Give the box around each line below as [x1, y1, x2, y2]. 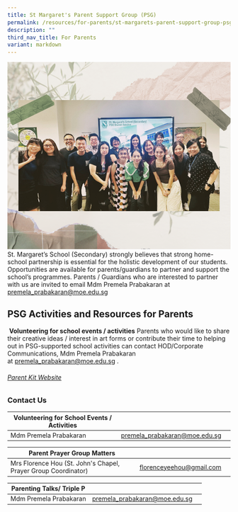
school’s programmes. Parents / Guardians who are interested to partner [7, 273, 218, 281]
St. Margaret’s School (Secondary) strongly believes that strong [7, 250, 193, 258]
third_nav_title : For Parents [7, 34, 97, 41]
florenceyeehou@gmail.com [139, 462, 222, 471]
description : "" [7, 26, 55, 33]
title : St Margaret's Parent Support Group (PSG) [7, 11, 157, 18]
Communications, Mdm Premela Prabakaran [7, 349, 136, 358]
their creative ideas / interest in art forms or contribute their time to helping [7, 334, 226, 343]
